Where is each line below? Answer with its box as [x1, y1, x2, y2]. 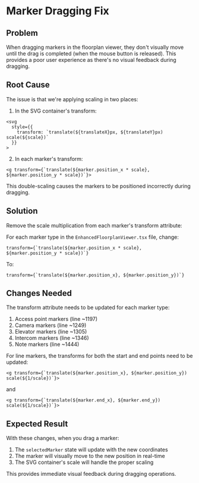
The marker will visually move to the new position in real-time [14, 453, 165, 460]
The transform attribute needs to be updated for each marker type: [6, 304, 170, 311]
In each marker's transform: [14, 155, 83, 162]
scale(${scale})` [6, 134, 49, 141]
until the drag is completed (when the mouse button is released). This [6, 50, 176, 57]
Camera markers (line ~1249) [14, 322, 87, 329]
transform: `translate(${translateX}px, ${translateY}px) [17, 129, 163, 135]
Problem [6, 28, 39, 38]
